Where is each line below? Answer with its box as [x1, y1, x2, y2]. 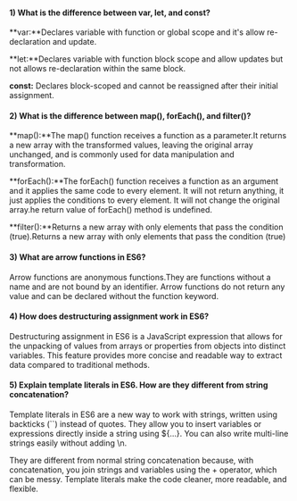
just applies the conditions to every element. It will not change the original [9, 195, 281, 205]
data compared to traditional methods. [9, 359, 150, 370]
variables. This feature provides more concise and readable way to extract [9, 349, 283, 361]
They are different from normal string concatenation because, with [9, 455, 254, 466]
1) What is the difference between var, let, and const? [9, 7, 211, 18]
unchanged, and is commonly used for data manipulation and [9, 149, 235, 160]
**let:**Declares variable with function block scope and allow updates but [9, 54, 284, 64]
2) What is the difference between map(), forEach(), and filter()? [9, 110, 252, 121]
